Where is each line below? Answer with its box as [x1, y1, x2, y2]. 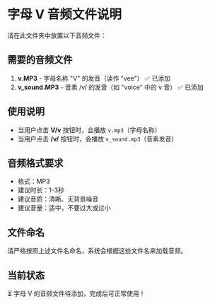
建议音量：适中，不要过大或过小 [17, 204, 111, 212]
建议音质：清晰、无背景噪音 [17, 195, 99, 204]
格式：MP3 [17, 177, 51, 186]
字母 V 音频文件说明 [7, 6, 122, 23]
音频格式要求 [7, 157, 64, 169]
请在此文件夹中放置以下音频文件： [7, 31, 107, 40]
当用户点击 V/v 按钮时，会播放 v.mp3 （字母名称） [17, 125, 161, 134]
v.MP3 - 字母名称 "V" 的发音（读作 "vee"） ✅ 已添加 [17, 74, 171, 82]
